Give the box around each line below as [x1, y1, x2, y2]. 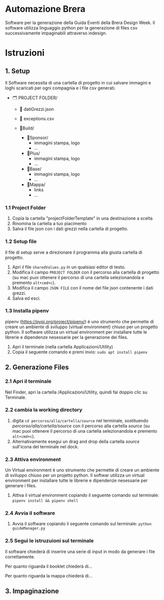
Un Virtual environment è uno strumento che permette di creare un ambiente [5, 467, 160, 473]
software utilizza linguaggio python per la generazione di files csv [5, 25, 138, 30]
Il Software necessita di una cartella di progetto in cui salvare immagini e [5, 79, 151, 85]
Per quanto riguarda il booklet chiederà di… [5, 563, 93, 569]
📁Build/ [19, 125, 34, 131]
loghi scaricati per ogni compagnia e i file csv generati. [5, 85, 116, 91]
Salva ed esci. [12, 295, 41, 301]
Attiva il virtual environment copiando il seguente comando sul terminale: [12, 492, 159, 498]
